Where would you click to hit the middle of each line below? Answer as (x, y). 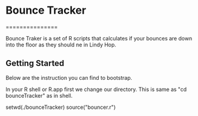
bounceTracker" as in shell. (39, 95)
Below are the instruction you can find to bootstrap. (69, 77)
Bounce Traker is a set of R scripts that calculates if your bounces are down (99, 38)
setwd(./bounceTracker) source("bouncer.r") (61, 107)
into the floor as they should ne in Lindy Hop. (61, 45)
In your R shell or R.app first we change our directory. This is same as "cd (96, 89)
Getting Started (35, 63)
